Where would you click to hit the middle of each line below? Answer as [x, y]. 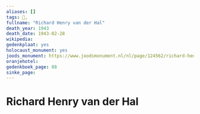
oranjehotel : [22, 61]
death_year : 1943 [28, 28]
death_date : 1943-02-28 [36, 34]
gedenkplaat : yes [28, 45]
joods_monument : [26, 56]
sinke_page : [21, 72]
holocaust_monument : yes [37, 50]
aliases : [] [21, 12]
